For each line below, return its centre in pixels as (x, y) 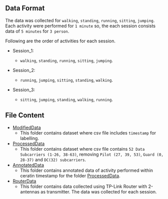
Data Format (25, 8)
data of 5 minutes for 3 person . (37, 31)
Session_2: (24, 70)
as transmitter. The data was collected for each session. (99, 191)
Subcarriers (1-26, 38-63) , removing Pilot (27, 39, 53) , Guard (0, (92, 154)
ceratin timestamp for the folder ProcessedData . (70, 175)
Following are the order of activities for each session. (61, 41)
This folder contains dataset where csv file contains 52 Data (82, 149)
